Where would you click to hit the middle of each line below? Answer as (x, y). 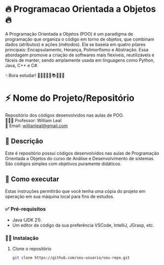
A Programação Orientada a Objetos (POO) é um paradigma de (69, 34)
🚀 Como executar (32, 179)
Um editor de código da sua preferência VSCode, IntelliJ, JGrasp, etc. (83, 225)
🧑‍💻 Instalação (22, 238)
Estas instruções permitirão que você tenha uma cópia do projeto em (75, 191)
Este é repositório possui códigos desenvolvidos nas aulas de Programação (82, 153)
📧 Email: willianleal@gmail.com (37, 126)
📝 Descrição (24, 141)
